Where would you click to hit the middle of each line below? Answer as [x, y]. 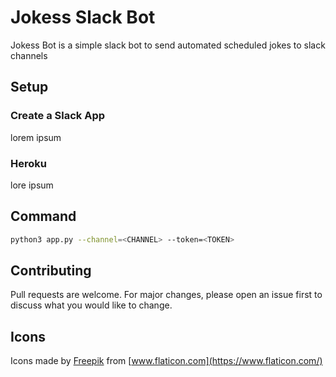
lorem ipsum [36, 137]
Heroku [28, 163]
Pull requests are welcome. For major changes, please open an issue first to [166, 295]
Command [43, 216]
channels [29, 55]
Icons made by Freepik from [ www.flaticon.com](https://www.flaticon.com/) [166, 361]
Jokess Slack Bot [83, 17]
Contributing [51, 270]
